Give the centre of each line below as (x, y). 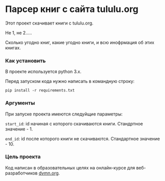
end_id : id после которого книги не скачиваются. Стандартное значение (82, 138)
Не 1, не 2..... (19, 32)
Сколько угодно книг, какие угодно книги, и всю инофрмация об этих (80, 42)
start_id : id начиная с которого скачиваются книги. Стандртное (74, 123)
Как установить (25, 60)
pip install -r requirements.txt (40, 90)
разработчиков (21, 173)
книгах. (13, 47)
